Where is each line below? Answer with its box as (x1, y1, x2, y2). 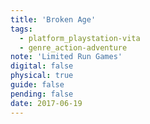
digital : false (10, 61, 74, 71)
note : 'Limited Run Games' (10, 52, 123, 62)
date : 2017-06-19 (10, 98, 83, 108)
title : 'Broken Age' (10, 14, 97, 25)
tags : (10, 24, 33, 34)
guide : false (10, 80, 65, 90)
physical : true (10, 71, 74, 81)
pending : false (10, 89, 74, 99)
